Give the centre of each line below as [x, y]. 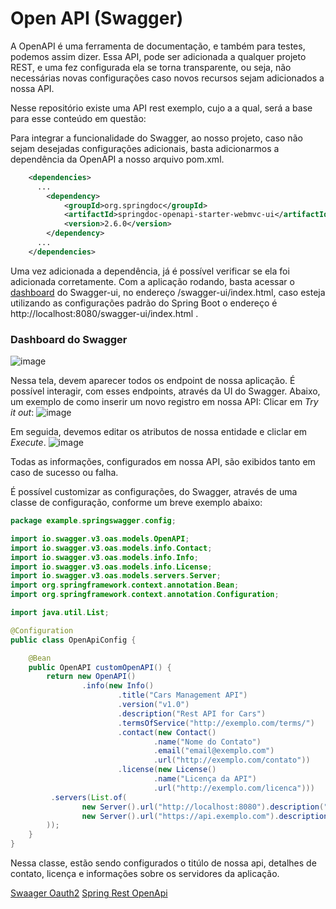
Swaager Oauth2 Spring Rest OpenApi [89, 893]
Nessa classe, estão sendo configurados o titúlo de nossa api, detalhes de [163, 863]
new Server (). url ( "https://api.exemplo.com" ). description [205, 816]
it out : [22, 413]
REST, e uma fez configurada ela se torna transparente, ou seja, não [151, 67]
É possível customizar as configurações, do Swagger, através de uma [154, 492]
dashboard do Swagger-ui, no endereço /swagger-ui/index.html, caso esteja [168, 292]
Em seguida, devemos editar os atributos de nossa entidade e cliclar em [159, 432]
